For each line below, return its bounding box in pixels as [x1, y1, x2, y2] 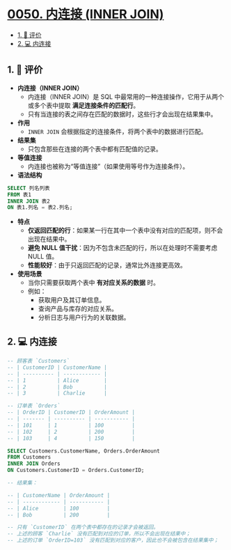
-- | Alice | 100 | [7, 505, 111, 512]
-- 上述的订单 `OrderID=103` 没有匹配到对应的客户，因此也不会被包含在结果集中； [7, 537, 219, 544]
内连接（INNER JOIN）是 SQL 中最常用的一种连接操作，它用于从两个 [27, 92, 225, 101]
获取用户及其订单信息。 [38, 296, 106, 304]
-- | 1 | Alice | [7, 377, 108, 384]
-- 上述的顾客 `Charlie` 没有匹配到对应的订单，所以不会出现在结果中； [7, 531, 191, 537]
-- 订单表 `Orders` [7, 402, 61, 409]
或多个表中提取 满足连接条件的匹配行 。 [27, 101, 140, 109]
